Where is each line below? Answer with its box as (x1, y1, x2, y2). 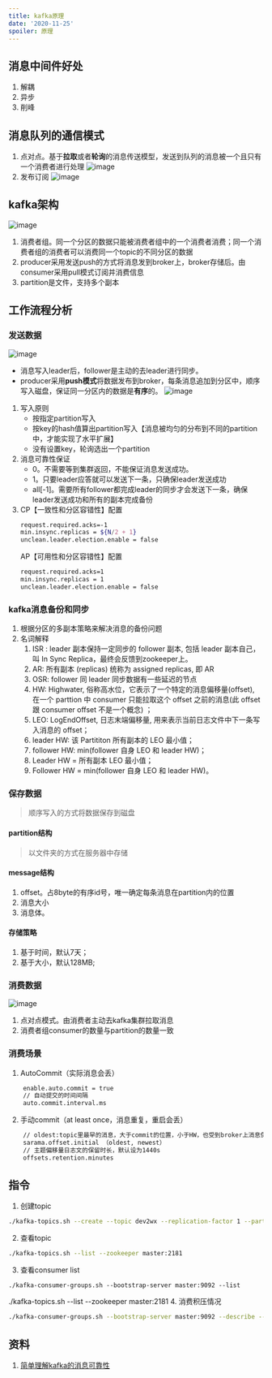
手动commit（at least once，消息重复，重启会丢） (19, 1115, 188, 1125)
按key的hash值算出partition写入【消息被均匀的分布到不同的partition (32, 423, 257, 433)
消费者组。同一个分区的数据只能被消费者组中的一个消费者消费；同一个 (19, 236, 255, 246)
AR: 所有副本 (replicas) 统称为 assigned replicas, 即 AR (32, 664, 215, 674)
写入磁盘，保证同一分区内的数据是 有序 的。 (19, 386, 163, 395)
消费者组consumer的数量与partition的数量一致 (19, 1026, 174, 1035)
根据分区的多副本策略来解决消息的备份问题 (19, 624, 163, 633)
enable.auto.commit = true (23, 1084, 114, 1092)
